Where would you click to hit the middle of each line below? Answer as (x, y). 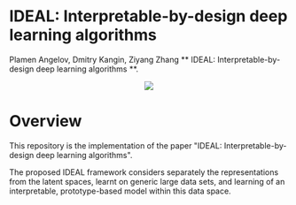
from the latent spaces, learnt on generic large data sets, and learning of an (147, 181)
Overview (46, 121)
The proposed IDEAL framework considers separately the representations (144, 172)
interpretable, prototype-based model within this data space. (121, 191)
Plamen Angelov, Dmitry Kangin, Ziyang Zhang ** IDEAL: (112, 59)
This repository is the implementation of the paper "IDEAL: (116, 145)
